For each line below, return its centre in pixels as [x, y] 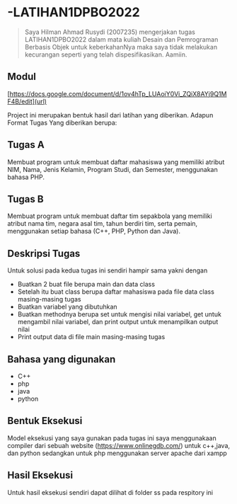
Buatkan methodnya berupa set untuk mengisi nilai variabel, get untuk [119, 314]
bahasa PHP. [26, 177]
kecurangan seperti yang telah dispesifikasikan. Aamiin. [106, 55]
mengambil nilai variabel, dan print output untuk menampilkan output [118, 322]
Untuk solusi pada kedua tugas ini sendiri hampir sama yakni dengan [108, 270]
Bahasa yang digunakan [62, 359]
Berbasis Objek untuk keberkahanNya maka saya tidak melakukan [121, 47]
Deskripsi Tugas [44, 253]
